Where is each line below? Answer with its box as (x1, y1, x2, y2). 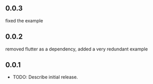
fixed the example (5, 17, 44, 23)
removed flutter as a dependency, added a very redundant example (5, 46, 148, 52)
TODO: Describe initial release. (12, 74, 78, 80)
